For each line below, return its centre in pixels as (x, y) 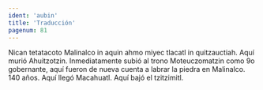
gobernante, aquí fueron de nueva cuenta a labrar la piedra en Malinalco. (127, 69)
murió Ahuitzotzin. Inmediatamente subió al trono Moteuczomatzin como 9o (131, 61)
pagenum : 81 (28, 30)
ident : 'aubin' (33, 15)
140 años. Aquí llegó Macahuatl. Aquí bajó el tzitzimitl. (96, 78)
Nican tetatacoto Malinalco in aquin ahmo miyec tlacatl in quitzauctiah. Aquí (131, 53)
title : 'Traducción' (42, 23)
